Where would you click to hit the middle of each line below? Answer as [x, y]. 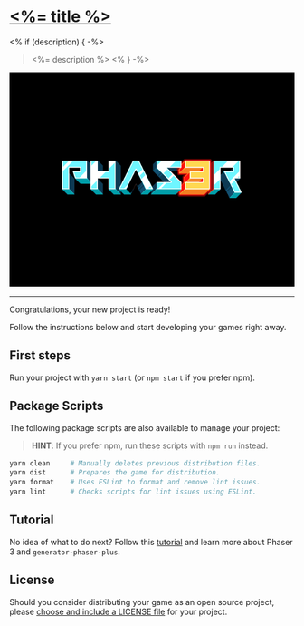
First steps [40, 356]
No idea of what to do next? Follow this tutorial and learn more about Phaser [151, 542]
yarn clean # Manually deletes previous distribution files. [135, 463]
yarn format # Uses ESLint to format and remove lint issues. [135, 483]
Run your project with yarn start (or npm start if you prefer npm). [133, 377]
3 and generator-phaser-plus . [65, 552]
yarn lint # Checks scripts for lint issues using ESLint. [133, 492]
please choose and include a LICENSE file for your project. [119, 611]
